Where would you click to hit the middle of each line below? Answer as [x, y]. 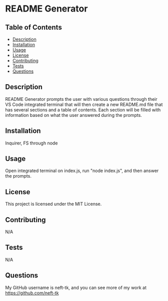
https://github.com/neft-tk [32, 293]
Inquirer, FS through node [31, 143]
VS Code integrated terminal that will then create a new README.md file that [84, 104]
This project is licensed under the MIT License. [53, 204]
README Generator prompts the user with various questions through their [81, 99]
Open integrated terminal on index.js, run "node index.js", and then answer [82, 171]
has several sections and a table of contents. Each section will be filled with [83, 110]
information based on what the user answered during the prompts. [74, 115]
